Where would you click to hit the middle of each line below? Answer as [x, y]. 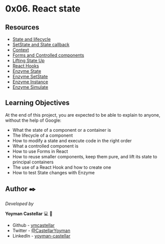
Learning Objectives [37, 103]
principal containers [33, 162]
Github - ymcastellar [33, 225]
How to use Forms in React [40, 151]
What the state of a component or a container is [62, 130]
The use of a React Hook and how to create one [62, 167]
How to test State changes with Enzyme [53, 172]
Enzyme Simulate [30, 87]
